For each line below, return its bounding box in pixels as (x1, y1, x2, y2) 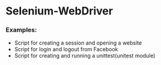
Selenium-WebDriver (5, 4, 114, 18)
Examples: (5, 26, 37, 34)
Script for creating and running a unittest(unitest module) (14, 52, 156, 60)
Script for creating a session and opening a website (14, 39, 142, 46)
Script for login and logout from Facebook (14, 46, 118, 53)
